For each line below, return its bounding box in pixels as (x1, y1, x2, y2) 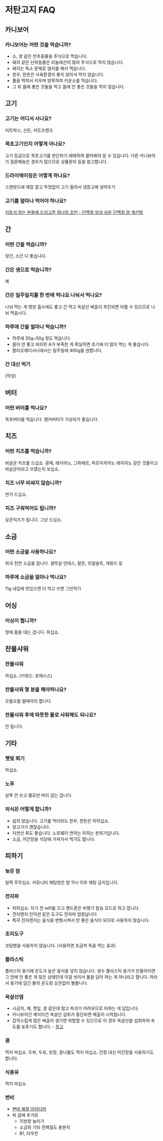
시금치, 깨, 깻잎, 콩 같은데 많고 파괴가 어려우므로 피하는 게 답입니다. (12, 1005, 139, 1011)
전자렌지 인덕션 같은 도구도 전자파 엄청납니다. (12, 911, 98, 917)
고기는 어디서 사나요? (5, 115, 52, 122)
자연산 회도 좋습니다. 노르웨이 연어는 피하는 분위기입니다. (12, 830, 120, 836)
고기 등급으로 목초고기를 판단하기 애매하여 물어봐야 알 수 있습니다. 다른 (5, 152, 139, 159)
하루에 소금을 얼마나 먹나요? (5, 574, 67, 581)
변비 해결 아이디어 (12, 1106, 46, 1112)
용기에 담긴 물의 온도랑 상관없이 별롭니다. (10, 980, 89, 986)
